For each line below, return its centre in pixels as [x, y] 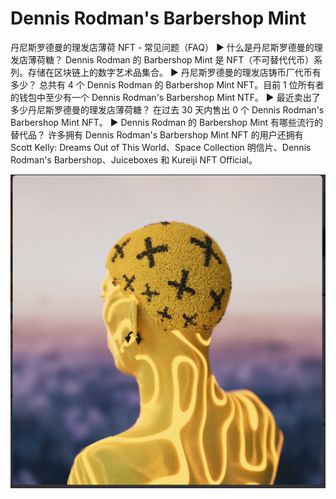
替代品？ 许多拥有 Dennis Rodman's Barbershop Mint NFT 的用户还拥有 [157, 134]
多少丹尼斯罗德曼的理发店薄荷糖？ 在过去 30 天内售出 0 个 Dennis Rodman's [167, 109]
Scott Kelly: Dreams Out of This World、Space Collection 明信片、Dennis [161, 147]
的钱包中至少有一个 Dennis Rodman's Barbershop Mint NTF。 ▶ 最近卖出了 [165, 97]
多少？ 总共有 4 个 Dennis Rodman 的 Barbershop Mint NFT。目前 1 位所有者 [167, 84]
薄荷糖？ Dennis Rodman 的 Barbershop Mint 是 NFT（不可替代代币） [171, 59]
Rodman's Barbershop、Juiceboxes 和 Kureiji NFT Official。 [134, 159]
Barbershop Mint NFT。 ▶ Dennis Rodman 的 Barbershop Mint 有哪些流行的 [166, 122]
